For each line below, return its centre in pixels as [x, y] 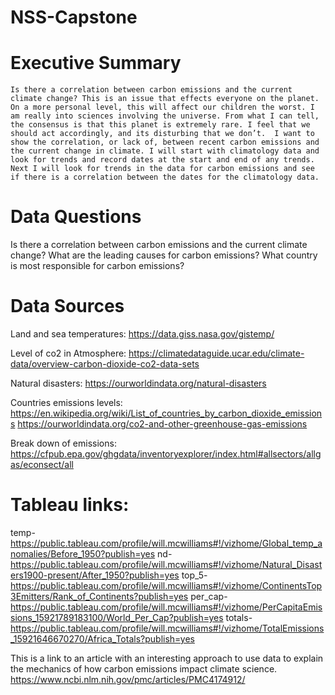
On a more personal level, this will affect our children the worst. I [162, 107]
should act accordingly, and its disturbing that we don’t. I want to [162, 134]
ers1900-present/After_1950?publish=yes [95, 575]
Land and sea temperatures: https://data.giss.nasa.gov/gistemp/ [142, 334]
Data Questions [76, 217]
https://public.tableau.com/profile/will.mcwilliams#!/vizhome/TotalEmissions [167, 628]
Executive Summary [96, 63]
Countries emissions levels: [66, 402]
